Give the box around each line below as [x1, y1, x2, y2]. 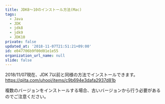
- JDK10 [9, 35, 26, 40]
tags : [5, 12, 16, 17]
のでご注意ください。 [5, 94, 48, 100]
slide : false [5, 58, 32, 63]
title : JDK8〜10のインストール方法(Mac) [5, 7, 82, 12]
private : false [5, 39, 37, 44]
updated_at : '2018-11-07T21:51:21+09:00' [5, 44, 92, 49]
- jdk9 [9, 30, 23, 35]
